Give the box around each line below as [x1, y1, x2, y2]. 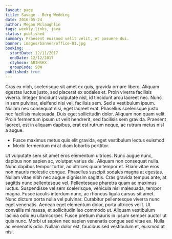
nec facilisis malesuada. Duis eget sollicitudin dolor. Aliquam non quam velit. [5, 111, 166, 117]
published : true [5, 70, 40, 75]
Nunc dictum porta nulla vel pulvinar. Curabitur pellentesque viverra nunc [5, 196, 160, 202]
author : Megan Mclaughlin [5, 22, 60, 27]
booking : [5, 46, 24, 51]
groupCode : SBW [10, 65, 42, 70]
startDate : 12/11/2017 [10, 50, 58, 55]
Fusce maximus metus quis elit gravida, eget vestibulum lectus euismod [12, 137, 165, 143]
